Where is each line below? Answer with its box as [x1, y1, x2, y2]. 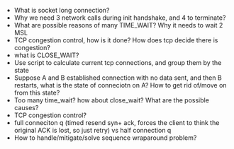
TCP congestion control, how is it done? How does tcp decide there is [13, 36, 218, 44]
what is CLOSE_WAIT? [13, 51, 79, 59]
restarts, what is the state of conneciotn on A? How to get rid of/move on [13, 81, 227, 89]
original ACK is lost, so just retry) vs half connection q [13, 126, 172, 134]
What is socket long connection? [13, 6, 110, 14]
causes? [13, 104, 39, 112]
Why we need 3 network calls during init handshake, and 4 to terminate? [13, 13, 226, 22]
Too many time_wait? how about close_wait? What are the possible [13, 96, 209, 105]
